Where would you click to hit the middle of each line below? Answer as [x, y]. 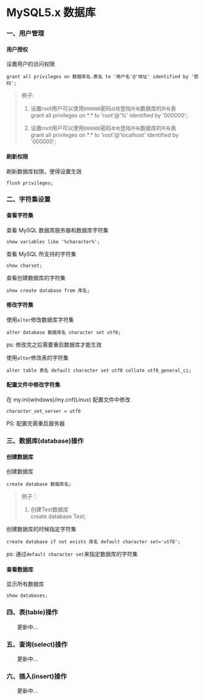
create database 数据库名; [39, 484]
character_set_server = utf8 [44, 411]
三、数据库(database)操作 [45, 441]
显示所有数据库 [25, 584]
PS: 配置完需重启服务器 [36, 423]
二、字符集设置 [29, 199]
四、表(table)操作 [32, 612]
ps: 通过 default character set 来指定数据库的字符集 [72, 554]
